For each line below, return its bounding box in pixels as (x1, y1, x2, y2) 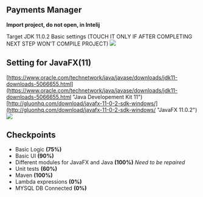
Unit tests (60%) (15, 165, 58, 173)
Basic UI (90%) (15, 152, 54, 160)
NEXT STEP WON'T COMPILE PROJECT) (6, 40, 109, 47)
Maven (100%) (15, 171, 53, 179)
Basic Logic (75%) (15, 146, 62, 153)
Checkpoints (6, 130, 56, 140)
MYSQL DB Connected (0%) (15, 185, 87, 192)
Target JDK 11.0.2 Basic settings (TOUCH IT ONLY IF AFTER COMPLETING (6, 33, 193, 40)
